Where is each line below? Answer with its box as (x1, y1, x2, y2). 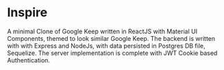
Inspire (7, 5, 48, 20)
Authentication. (7, 56, 50, 64)
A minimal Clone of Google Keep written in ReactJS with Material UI (7, 27, 197, 35)
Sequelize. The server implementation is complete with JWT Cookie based (7, 49, 218, 57)
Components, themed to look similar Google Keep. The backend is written (7, 34, 216, 42)
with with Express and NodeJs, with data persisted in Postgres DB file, (7, 41, 206, 50)
